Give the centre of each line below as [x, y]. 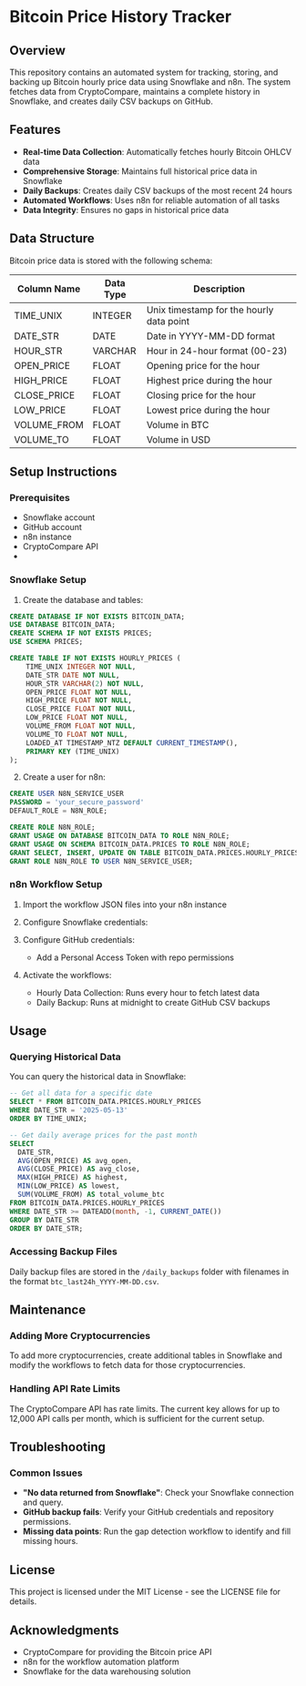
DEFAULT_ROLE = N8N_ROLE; [58, 811]
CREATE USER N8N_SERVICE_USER [67, 794]
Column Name [49, 289]
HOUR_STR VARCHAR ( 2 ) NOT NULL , [85, 684]
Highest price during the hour [209, 380]
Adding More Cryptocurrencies [80, 1336]
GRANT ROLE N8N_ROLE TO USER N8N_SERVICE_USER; [102, 861]
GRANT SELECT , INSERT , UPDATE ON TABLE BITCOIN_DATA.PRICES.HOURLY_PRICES [154, 853]
